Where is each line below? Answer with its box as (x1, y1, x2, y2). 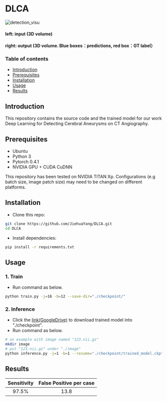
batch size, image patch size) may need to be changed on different (5, 179, 143, 185)
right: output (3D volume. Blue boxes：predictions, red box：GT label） (5, 43, 156, 49)
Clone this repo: (12, 211, 45, 217)
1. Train (5, 273, 23, 280)
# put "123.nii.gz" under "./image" (5, 346, 81, 351)
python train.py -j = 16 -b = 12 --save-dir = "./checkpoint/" (5, 294, 126, 299)
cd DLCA (5, 226, 21, 231)
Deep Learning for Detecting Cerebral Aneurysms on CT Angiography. (5, 121, 149, 127)
